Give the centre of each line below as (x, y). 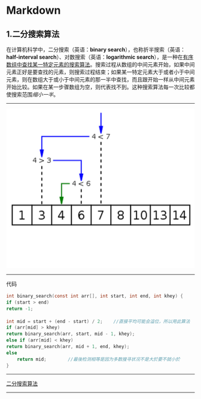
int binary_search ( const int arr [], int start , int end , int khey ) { (95, 296)
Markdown (33, 10)
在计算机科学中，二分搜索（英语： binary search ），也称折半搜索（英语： (96, 49)
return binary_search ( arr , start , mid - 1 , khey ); (71, 334)
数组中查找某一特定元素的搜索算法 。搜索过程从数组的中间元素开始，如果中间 (100, 64)
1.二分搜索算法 (33, 34)
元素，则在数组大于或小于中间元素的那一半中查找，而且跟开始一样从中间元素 (100, 79)
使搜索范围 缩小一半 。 (32, 94)
